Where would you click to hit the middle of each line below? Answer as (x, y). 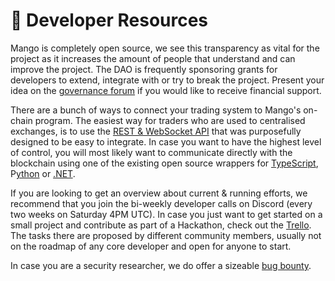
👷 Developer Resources (109, 20)
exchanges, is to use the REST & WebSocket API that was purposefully (156, 131)
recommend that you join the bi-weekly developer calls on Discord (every (161, 203)
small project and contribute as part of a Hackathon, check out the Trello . (161, 225)
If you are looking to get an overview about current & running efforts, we (159, 193)
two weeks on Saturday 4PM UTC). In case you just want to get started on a (166, 214)
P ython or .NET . (43, 173)
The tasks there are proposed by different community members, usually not (166, 235)
